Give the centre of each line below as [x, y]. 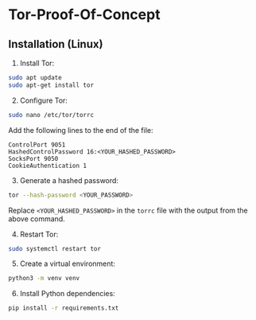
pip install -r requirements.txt [64, 308]
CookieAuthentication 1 [48, 166]
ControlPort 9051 [37, 145]
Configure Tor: [43, 100]
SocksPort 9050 [33, 158]
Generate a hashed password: [69, 180]
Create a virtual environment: [67, 263]
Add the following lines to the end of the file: [81, 130]
